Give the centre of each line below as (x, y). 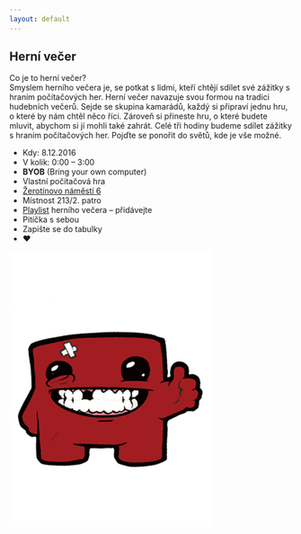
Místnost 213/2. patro (62, 200)
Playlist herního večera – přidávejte (87, 210)
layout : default (40, 19)
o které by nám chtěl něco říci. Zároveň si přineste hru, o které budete (138, 116)
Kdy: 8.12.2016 (49, 153)
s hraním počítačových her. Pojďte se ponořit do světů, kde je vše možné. (146, 136)
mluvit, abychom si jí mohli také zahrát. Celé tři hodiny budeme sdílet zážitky (150, 126)
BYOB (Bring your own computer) (84, 172)
